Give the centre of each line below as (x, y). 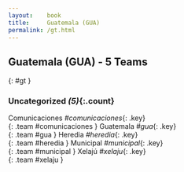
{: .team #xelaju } (36, 160)
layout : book (35, 15)
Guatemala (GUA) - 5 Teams (78, 62)
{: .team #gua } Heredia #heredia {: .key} (73, 135)
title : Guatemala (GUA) (54, 23)
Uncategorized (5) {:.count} (62, 101)
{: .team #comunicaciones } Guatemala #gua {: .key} (92, 126)
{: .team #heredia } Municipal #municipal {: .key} (86, 143)
